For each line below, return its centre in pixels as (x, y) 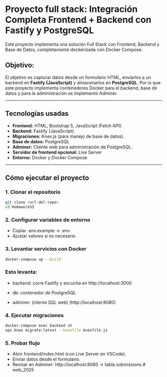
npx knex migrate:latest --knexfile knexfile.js (56, 330)
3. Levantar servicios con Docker (46, 249)
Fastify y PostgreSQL (50, 30)
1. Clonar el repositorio (33, 192)
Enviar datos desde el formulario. (46, 359)
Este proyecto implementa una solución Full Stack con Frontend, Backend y (83, 44)
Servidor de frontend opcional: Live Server (57, 152)
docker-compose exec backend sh (39, 326)
